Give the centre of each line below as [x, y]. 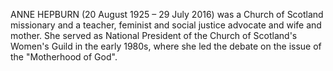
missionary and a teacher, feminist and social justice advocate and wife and [166, 25]
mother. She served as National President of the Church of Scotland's [154, 35]
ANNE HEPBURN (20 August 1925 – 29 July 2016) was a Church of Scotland [167, 14]
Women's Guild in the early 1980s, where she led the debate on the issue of [166, 46]
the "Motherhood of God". [64, 57]
